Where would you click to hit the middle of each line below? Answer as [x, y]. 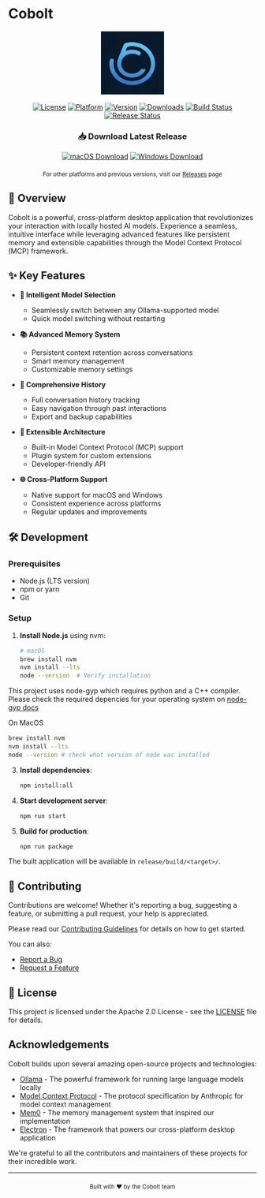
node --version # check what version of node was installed [109, 755]
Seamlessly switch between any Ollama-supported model [125, 310]
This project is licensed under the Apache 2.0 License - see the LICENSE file [132, 1012]
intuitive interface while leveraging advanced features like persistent [119, 234]
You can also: [30, 944]
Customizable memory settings [82, 369]
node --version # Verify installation [85, 676]
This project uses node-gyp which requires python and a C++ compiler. [124, 691]
